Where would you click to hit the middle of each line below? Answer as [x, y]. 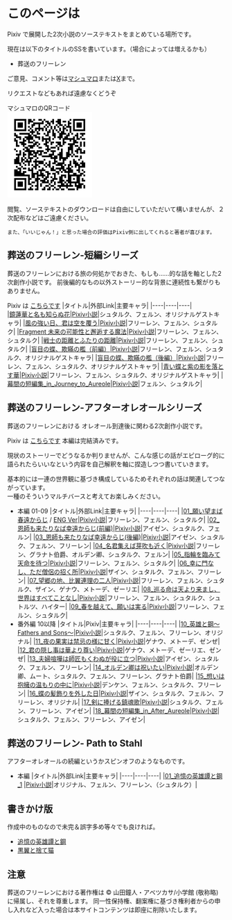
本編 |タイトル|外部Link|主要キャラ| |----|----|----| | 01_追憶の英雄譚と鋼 [120, 776]
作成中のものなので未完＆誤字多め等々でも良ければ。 [83, 827]
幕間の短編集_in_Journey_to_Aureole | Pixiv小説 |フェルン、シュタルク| [105, 384]
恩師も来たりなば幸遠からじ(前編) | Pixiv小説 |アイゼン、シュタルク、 [113, 528]
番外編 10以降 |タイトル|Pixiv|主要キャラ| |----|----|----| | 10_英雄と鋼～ [118, 624]
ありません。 [25, 290]
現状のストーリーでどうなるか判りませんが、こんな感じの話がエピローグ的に [116, 455]
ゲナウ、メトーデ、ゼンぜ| [182, 641]
